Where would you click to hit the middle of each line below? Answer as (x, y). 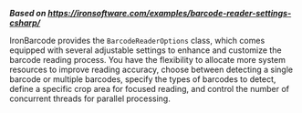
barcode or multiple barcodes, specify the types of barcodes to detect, (143, 79)
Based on (28, 13)
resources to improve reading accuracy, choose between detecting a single (151, 69)
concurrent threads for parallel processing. (90, 98)
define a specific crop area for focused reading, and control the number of (150, 89)
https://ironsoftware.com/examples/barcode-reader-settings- (169, 13)
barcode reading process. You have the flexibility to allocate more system (147, 60)
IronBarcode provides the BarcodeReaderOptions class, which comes (137, 41)
